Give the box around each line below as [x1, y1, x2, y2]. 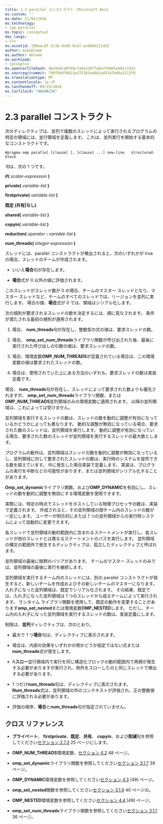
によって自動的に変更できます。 [9, 519, 73, 525]
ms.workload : [5, 57, 32, 62]
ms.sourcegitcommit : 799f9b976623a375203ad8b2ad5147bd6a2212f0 [5, 71, 136, 76]
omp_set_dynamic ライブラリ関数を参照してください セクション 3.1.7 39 [12, 760, 155, 766]
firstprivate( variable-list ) [5, 192, 58, 198]
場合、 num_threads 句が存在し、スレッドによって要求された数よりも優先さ [5, 386, 156, 392]
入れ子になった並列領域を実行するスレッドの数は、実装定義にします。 [17, 611, 158, 617]
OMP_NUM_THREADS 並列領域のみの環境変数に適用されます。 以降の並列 [5, 398, 153, 405]
